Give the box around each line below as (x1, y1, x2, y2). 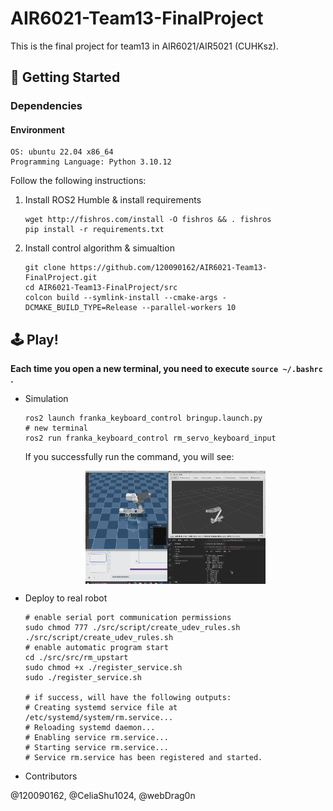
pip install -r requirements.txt (24, 225, 165, 235)
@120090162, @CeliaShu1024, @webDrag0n (10, 790, 196, 802)
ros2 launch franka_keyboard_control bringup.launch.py (24, 413, 263, 424)
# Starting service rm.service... (24, 743, 169, 753)
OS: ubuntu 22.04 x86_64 (10, 147, 114, 157)
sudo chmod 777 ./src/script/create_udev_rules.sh (24, 623, 241, 633)
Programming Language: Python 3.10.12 (10, 157, 172, 167)
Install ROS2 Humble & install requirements (24, 194, 202, 206)
